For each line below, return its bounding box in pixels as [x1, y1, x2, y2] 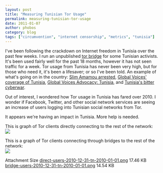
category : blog [5, 30, 36, 35]
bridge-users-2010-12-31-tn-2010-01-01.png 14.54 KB [5, 162, 114, 168]
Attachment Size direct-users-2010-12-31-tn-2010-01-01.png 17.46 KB [5, 157, 147, 163]
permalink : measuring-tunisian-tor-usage [5, 16, 91, 21]
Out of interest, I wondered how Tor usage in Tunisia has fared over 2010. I [5, 94, 156, 99]
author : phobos [5, 25, 36, 30]
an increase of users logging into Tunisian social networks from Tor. [5, 104, 142, 110]
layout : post [5, 7, 32, 12]
